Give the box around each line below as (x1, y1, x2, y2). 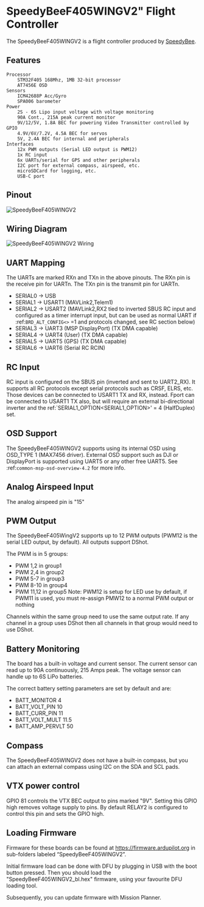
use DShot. (6, 626, 35, 634)
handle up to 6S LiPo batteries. (6, 673, 84, 680)
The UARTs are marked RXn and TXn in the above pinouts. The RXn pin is (6, 274, 191, 281)
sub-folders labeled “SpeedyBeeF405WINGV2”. (6, 850, 127, 857)
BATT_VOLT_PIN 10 (15, 703, 63, 711)
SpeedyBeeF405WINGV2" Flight (6, 4, 176, 18)
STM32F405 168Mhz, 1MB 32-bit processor (17, 76, 121, 83)
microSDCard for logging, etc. (17, 168, 97, 174)
